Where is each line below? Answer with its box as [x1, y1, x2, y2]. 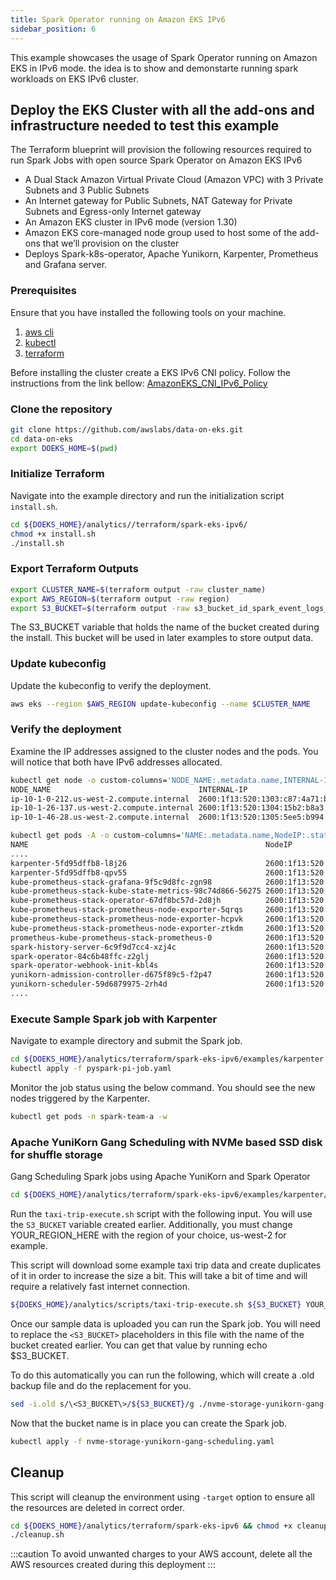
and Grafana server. [24, 259, 108, 271]
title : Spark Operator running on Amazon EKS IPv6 [10, 14, 226, 25]
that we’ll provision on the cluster [42, 237, 180, 250]
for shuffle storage [10, 1147, 103, 1161]
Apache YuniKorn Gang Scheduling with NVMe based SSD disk [10, 1135, 323, 1149]
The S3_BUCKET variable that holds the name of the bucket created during [10, 621, 320, 633]
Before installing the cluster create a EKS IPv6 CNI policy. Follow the [10, 366, 291, 378]
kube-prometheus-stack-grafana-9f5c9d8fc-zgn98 [10, 877, 213, 887]
